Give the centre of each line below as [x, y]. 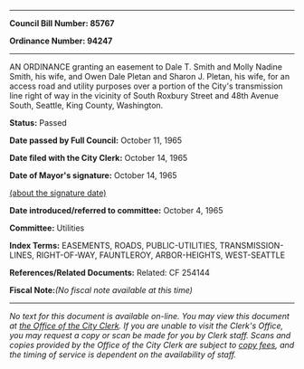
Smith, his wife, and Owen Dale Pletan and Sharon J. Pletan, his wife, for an [150, 76]
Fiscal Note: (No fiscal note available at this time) [101, 290]
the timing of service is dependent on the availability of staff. [123, 355]
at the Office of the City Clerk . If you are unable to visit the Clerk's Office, [147, 326]
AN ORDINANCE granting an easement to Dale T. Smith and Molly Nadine [146, 67]
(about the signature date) [58, 193]
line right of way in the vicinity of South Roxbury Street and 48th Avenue [144, 95]
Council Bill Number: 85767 [62, 23]
